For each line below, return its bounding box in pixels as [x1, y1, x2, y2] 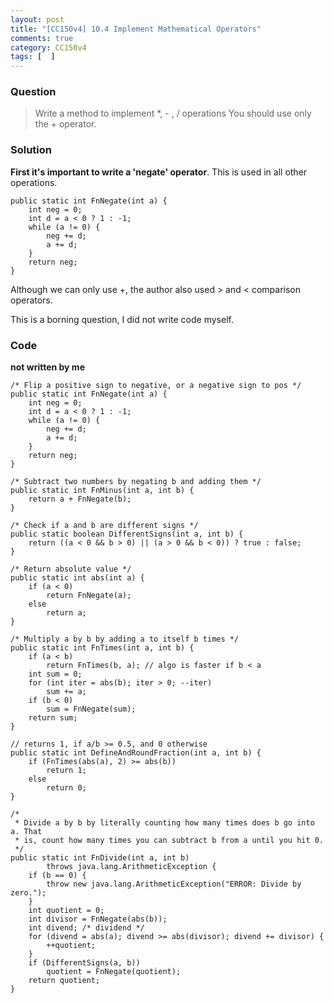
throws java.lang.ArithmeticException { [46, 862, 217, 872]
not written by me [10, 361, 85, 373]
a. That [10, 827, 43, 837]
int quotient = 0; [28, 906, 105, 916]
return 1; [46, 766, 87, 776]
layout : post [10, 14, 65, 25]
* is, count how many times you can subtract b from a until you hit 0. [14, 836, 325, 846]
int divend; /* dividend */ [28, 923, 145, 933]
